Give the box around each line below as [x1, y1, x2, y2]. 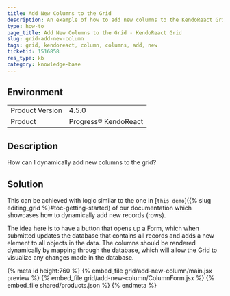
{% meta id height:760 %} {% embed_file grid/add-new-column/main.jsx [7, 267, 212, 275]
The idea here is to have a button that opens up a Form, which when [7, 224, 200, 233]
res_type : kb [7, 55, 44, 62]
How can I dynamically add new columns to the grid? [7, 158, 157, 166]
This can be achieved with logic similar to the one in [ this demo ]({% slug [7, 197, 211, 205]
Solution [7, 178, 44, 190]
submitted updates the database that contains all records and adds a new [7, 232, 214, 240]
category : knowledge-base [7, 61, 81, 68]
